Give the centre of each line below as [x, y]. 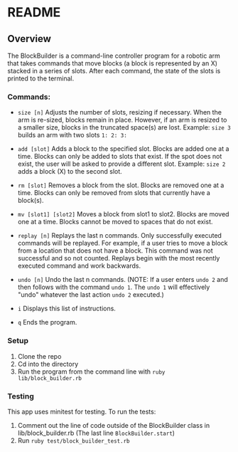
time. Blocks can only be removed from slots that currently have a [114, 193]
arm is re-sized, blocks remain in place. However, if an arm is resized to [122, 120]
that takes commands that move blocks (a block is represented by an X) [113, 63]
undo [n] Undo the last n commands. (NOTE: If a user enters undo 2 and [123, 280]
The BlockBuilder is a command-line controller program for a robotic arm [114, 56]
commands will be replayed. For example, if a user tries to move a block [123, 243]
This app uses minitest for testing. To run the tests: [82, 411]
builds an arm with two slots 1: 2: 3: [72, 135]
